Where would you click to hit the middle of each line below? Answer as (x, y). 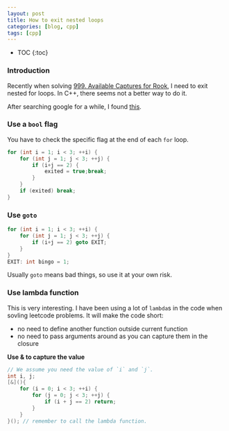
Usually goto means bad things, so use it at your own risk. (90, 275)
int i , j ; (22, 376)
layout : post (26, 14)
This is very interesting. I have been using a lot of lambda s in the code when (115, 308)
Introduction (28, 71)
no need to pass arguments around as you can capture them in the (112, 336)
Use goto (22, 215)
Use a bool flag (33, 124)
